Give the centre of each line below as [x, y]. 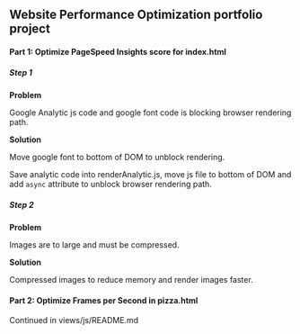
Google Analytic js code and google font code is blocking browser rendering [150, 113]
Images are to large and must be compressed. [94, 244]
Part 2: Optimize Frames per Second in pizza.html [104, 300]
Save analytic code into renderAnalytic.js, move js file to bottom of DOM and [150, 174]
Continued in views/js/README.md [74, 320]
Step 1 [21, 72]
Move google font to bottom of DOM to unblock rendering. [117, 157]
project [30, 29]
